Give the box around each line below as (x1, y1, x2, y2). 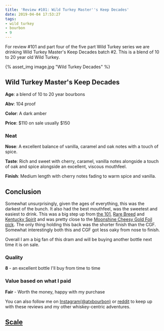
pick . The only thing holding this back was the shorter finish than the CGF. (5, 221, 156, 227)
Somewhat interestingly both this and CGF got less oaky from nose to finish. (5, 227, 160, 233)
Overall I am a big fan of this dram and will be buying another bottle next (5, 236, 152, 242)
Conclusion (5, 187, 41, 196)
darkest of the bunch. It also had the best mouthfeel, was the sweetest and (5, 206, 158, 211)
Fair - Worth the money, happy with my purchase (5, 289, 105, 294)
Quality (5, 254, 23, 261)
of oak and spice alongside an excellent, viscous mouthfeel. (5, 164, 127, 169)
